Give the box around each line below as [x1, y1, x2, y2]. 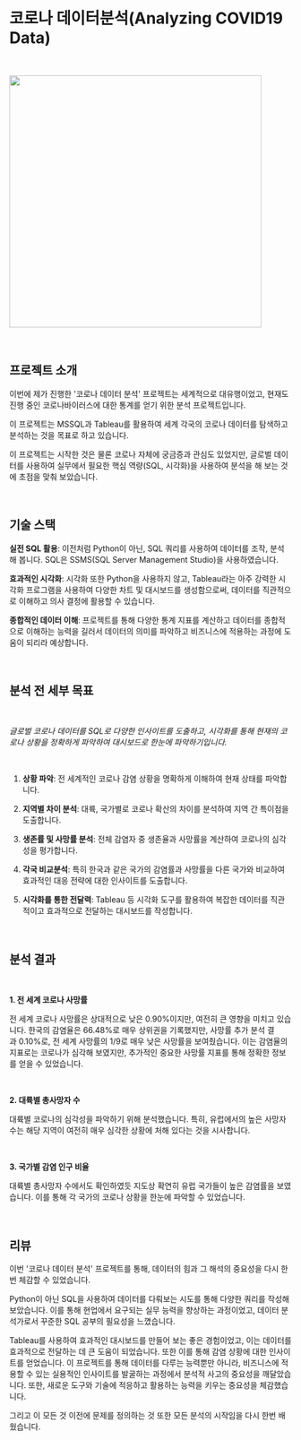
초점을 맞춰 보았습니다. [18, 471, 99, 482]
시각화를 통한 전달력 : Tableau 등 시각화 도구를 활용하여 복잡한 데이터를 [21, 894, 269, 905]
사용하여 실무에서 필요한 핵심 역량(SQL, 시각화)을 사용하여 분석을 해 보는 [25, 460, 279, 470]
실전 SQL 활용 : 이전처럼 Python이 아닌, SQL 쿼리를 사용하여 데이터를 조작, [9, 543, 269, 554]
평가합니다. [39, 845, 78, 856]
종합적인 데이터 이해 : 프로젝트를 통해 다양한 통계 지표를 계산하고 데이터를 [9, 615, 262, 625]
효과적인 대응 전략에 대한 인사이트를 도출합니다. [21, 875, 188, 886]
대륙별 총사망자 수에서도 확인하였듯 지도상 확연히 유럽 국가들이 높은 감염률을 [9, 1180, 275, 1192]
